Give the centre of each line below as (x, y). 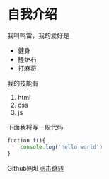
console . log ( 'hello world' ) (61, 147)
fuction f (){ (27, 140)
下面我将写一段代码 (35, 127)
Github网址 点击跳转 (36, 168)
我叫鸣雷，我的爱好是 (38, 35)
